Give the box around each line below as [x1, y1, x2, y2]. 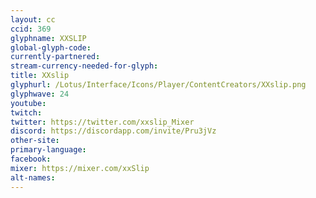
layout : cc [10, 14, 56, 25]
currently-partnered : [10, 52, 101, 62]
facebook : [10, 154, 52, 164]
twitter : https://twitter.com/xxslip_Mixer [10, 117, 195, 127]
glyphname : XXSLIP [10, 33, 87, 43]
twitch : [10, 107, 43, 118]
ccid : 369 [10, 24, 52, 34]
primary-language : [10, 145, 87, 155]
